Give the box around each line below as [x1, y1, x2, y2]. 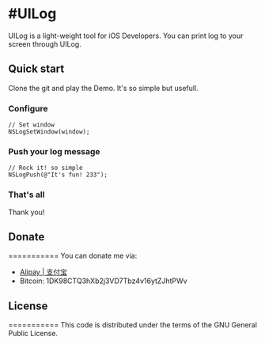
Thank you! [8, 207, 45, 217]
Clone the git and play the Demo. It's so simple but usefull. [8, 83, 199, 93]
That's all [8, 189, 45, 200]
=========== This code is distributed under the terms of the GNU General [8, 320, 257, 330]
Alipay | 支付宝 [19, 267, 68, 277]
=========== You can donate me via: [8, 251, 138, 261]
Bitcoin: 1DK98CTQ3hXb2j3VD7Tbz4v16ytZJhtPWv [19, 276, 187, 285]
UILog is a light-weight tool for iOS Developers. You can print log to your [8, 31, 244, 40]
